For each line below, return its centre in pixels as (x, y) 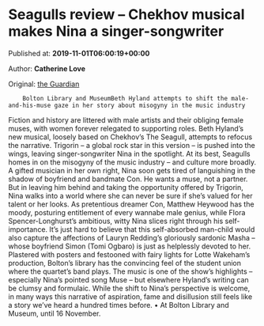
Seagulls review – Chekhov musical (126, 15)
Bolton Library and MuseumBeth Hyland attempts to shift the (125, 98)
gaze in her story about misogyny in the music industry (150, 105)
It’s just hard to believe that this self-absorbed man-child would (152, 229)
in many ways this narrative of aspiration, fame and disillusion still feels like (130, 296)
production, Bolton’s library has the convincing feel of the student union (125, 263)
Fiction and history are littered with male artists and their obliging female (126, 119)
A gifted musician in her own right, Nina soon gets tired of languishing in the (132, 170)
